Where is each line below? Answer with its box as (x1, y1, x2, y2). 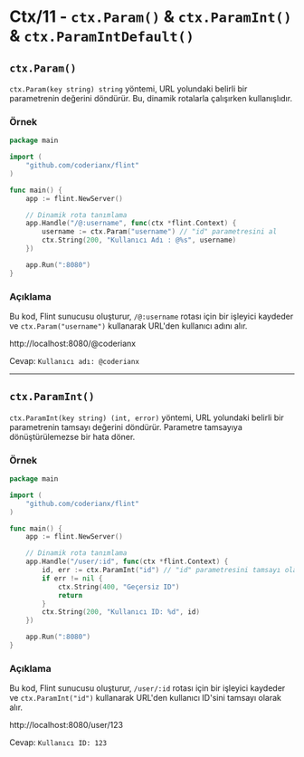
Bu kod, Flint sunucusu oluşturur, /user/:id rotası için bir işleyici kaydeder (9, 683, 286, 694)
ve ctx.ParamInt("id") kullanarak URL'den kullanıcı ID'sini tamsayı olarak (9, 693, 282, 704)
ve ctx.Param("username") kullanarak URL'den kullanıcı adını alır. (9, 320, 248, 331)
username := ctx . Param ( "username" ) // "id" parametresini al (42, 227, 278, 236)
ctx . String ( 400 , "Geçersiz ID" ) (57, 582, 180, 591)
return (57, 590, 83, 599)
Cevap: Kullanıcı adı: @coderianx (9, 355, 140, 366)
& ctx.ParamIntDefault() (9, 25, 195, 46)
